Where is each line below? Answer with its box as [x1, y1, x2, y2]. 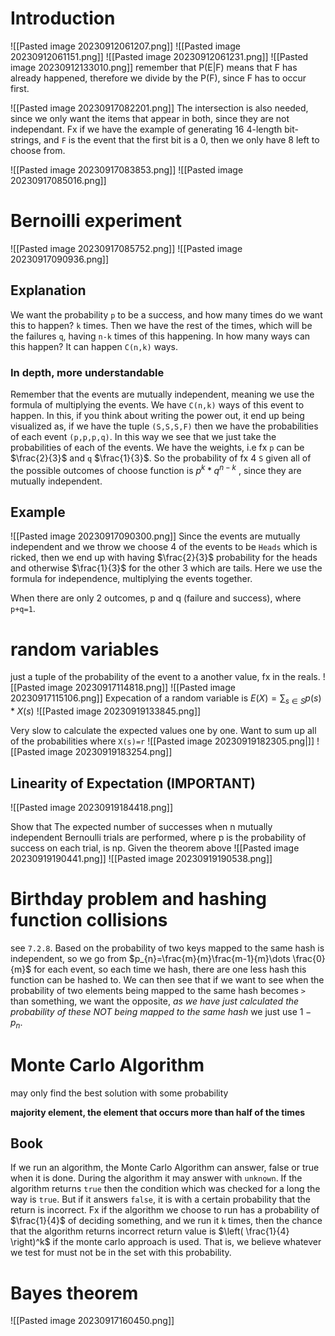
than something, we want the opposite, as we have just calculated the [10, 995, 300, 1007]
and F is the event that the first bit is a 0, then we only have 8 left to [43, 133, 320, 146]
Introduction [10, 7, 116, 30]
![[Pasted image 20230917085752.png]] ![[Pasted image [10, 242, 243, 254]
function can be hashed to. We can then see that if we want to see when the [10, 973, 325, 986]
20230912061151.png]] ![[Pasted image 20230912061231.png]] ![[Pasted [10, 50, 309, 62]
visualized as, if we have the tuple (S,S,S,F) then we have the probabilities [10, 420, 319, 432]
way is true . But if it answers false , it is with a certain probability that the [10, 1193, 311, 1206]
